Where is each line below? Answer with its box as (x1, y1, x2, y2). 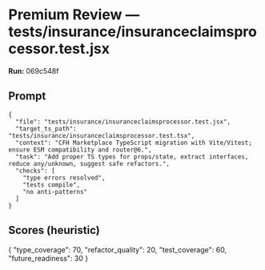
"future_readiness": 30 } (8, 253, 89, 263)
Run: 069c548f (8, 66, 59, 75)
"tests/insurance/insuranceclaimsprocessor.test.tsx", (8, 131, 195, 139)
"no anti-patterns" (22, 187, 88, 195)
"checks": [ (15, 167, 56, 175)
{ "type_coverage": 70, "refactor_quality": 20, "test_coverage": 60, (8, 244, 227, 254)
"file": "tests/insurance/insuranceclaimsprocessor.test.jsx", (15, 118, 231, 126)
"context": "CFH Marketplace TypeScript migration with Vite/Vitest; (15, 139, 252, 147)
